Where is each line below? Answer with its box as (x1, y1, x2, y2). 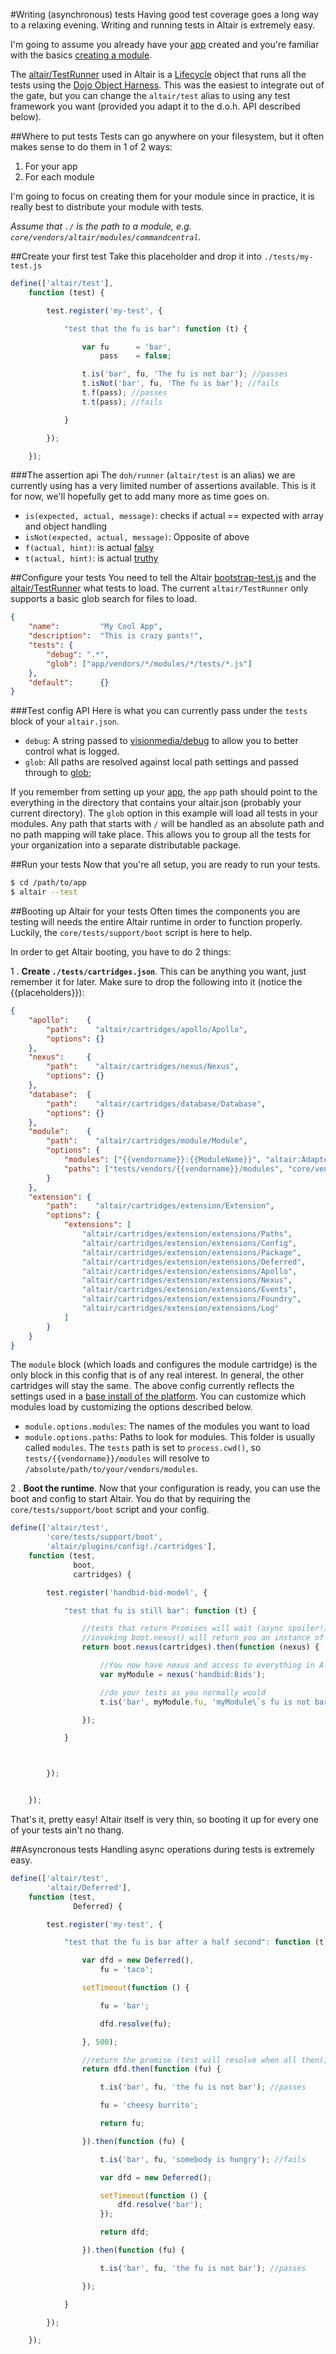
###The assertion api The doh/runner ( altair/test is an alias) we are (10, 469, 296, 481)
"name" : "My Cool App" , (28, 622, 163, 632)
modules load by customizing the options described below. (10, 1401, 253, 1413)
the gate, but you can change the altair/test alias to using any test (10, 90, 291, 101)
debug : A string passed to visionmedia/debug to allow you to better (24, 735, 299, 747)
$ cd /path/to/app (10, 878, 87, 888)
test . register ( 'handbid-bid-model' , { (46, 1587, 208, 1598)
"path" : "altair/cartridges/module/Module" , (46, 1136, 248, 1146)
